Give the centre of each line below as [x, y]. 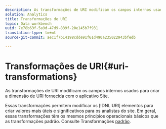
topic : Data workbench [28, 24]
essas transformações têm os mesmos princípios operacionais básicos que [82, 116]
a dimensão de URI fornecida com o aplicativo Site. [57, 96]
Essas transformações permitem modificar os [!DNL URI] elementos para [79, 105]
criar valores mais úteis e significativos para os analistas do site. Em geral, [81, 111]
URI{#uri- [109, 66]
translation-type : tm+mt [31, 33]
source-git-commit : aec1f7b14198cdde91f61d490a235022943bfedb [70, 38]
